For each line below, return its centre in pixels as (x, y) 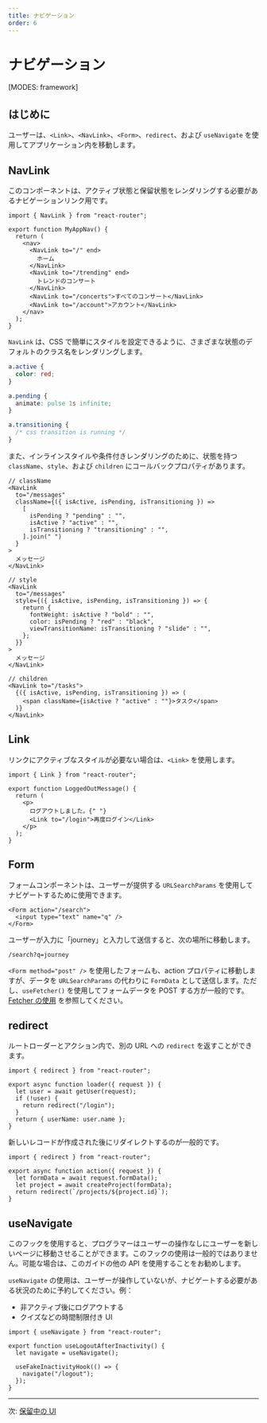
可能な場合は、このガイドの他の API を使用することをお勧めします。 (133, 1264)
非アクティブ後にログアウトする (72, 1307)
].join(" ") (42, 537)
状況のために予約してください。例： (74, 1290)
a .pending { (28, 396)
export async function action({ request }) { (85, 1171)
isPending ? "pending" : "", (77, 515)
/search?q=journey (39, 954)
